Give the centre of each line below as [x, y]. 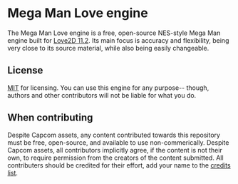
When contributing [50, 118]
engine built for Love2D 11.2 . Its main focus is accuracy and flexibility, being [118, 40]
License [25, 70]
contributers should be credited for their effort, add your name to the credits [119, 165]
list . [12, 173]
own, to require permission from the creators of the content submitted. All [115, 158]
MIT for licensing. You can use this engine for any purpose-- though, [108, 88]
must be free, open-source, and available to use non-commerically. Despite [118, 142]
